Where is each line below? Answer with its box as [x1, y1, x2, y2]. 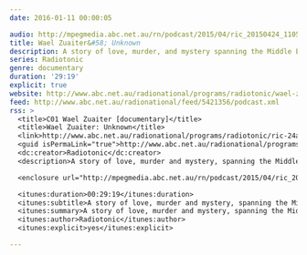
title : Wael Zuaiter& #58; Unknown [9, 38, 142, 47]
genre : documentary [9, 64, 84, 73]
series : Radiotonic [9, 56, 84, 65]
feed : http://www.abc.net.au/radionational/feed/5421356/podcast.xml [9, 97, 281, 107]
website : [9, 88, 43, 98]
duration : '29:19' [9, 72, 79, 82]
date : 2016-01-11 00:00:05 [9, 13, 112, 23]
